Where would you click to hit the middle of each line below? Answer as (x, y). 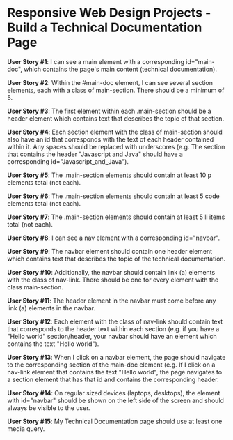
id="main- (200, 61)
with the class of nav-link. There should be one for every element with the (113, 280)
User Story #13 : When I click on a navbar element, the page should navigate (116, 357)
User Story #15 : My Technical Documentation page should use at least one (115, 421)
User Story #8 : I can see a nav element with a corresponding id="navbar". (114, 238)
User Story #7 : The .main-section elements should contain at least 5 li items (116, 217)
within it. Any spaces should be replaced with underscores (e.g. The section (116, 146)
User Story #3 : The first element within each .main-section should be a (109, 111)
